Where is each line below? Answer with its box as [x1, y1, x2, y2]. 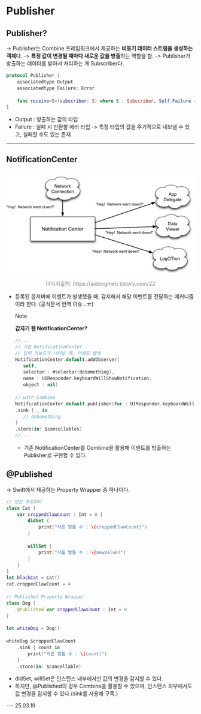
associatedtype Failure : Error [17, 85, 95, 91]
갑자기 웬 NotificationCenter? [14, 325, 88, 332]
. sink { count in [17, 644, 60, 650]
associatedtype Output [17, 79, 74, 85]
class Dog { [6, 600, 36, 606]
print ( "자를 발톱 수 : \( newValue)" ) [38, 549, 126, 555]
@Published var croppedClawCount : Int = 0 [17, 607, 127, 613]
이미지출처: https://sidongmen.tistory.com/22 [45, 280, 156, 288]
